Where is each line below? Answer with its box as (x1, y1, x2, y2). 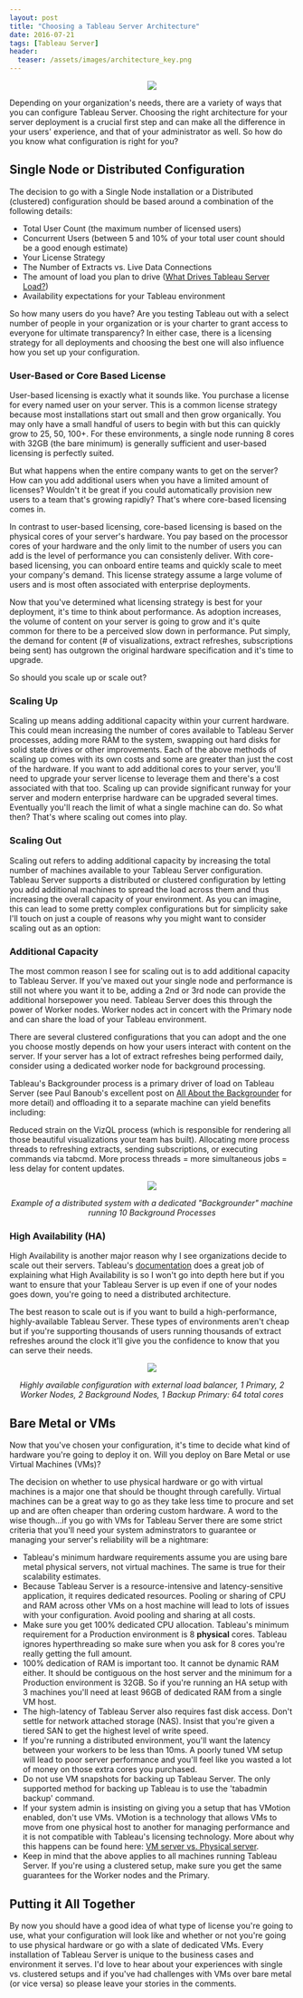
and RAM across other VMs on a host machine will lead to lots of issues (22, 1600, 289, 1611)
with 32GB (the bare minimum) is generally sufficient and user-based (9, 438, 267, 449)
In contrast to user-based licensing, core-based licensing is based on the (9, 521, 282, 532)
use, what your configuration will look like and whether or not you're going (9, 1929, 287, 1941)
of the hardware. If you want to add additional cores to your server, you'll (9, 764, 281, 775)
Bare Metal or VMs (9, 1416, 116, 1431)
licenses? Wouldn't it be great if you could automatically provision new (9, 484, 272, 495)
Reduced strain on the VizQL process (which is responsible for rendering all (9, 1125, 291, 1135)
